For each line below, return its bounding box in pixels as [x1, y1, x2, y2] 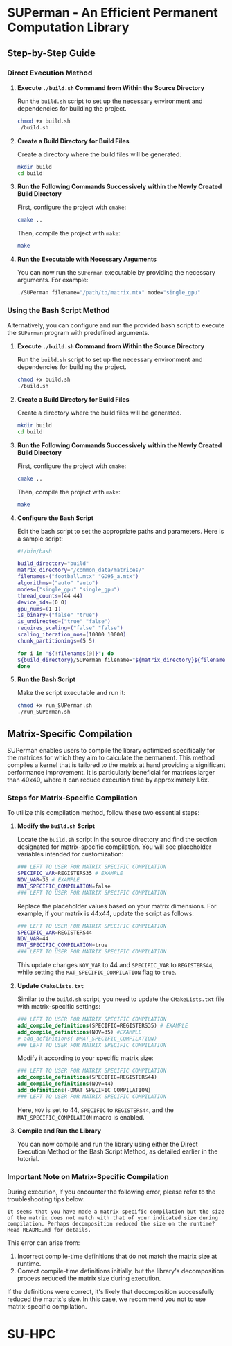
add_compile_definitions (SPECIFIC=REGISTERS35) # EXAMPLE [17, 1022, 188, 1029]
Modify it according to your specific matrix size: [17, 1054, 154, 1062]
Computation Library [7, 19, 130, 35]
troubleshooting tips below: [7, 1195, 85, 1203]
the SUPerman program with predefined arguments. [7, 329, 150, 337]
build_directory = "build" [17, 560, 89, 567]
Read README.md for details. [7, 1227, 91, 1234]
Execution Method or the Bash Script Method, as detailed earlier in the [17, 1147, 218, 1156]
